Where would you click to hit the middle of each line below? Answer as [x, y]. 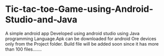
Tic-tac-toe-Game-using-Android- [79, 9]
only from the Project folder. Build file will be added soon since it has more [82, 44]
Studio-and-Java [41, 20]
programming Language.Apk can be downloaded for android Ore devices [81, 39]
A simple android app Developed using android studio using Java [72, 33]
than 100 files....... [23, 49]
